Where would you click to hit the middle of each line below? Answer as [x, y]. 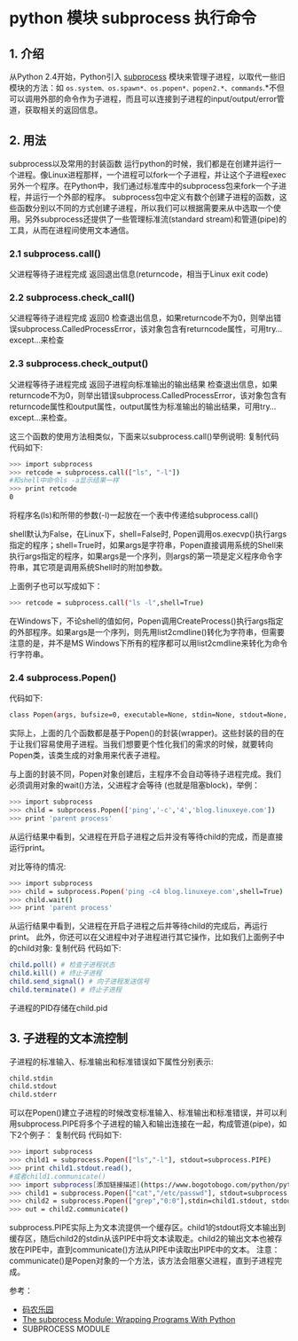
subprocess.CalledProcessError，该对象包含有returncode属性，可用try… [149, 329]
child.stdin [31, 1078]
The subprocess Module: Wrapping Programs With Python [129, 1320]
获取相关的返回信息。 [63, 110]
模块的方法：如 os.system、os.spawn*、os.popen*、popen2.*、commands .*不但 [147, 88]
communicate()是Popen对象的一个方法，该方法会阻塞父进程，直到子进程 [142, 1261]
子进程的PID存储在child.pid [59, 1008]
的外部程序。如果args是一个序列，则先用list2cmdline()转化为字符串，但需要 [147, 631]
